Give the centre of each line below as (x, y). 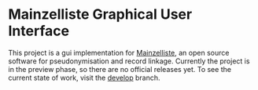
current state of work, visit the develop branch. (84, 77)
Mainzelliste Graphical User (100, 14)
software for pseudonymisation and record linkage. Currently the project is (129, 61)
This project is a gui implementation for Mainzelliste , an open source (119, 52)
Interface (39, 31)
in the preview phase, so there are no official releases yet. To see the (120, 69)
